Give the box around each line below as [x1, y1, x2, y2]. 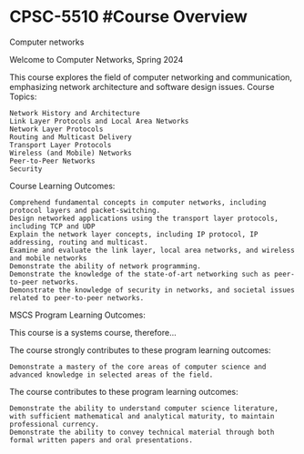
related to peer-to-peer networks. [9, 293, 145, 302]
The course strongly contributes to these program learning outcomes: [9, 344, 271, 356]
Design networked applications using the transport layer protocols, [9, 214, 279, 223]
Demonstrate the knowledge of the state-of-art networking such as [9, 269, 271, 278]
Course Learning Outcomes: [9, 180, 116, 191]
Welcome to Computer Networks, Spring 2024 [9, 54, 184, 65]
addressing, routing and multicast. [9, 237, 148, 247]
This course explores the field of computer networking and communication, [9, 71, 293, 83]
